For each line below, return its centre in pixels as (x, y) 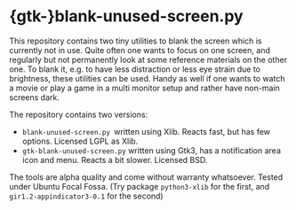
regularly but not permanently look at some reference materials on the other (148, 59)
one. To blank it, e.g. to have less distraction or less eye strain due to (135, 69)
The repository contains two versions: (79, 114)
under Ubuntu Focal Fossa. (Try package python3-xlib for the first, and (140, 186)
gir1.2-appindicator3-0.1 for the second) (86, 196)
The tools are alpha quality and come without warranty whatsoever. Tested (146, 177)
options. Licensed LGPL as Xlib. (80, 141)
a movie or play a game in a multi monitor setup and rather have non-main (144, 88)
